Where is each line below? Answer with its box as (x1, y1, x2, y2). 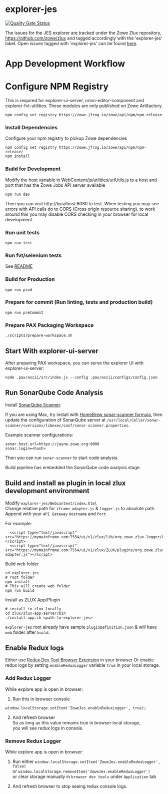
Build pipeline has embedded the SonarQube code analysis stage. (5, 464, 141, 470)
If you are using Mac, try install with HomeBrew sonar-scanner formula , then (5, 412, 163, 418)
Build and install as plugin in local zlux (5, 479, 126, 488)
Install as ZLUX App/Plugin (5, 597, 60, 603)
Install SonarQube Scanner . (5, 402, 61, 408)
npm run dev (5, 192, 30, 197)
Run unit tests (5, 229, 40, 236)
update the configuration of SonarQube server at (5, 417, 106, 423)
